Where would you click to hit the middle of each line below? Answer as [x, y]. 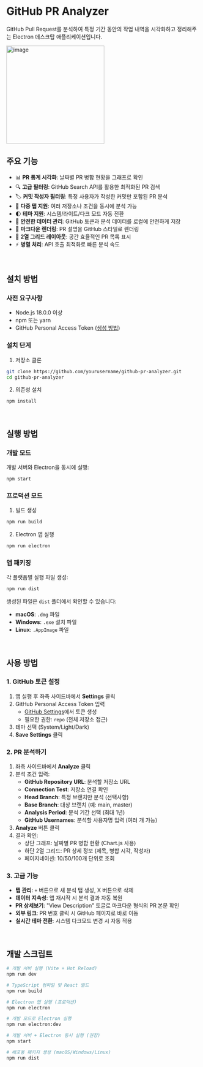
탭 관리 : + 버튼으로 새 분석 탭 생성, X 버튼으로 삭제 [74, 890]
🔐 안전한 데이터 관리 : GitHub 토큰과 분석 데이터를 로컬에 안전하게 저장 [98, 221]
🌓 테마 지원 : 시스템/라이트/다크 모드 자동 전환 [69, 213]
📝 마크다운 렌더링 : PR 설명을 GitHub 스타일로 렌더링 [77, 229]
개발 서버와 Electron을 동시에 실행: [48, 468]
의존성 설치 [28, 390]
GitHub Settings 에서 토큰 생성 [61, 712]
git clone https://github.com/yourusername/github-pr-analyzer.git [94, 371]
